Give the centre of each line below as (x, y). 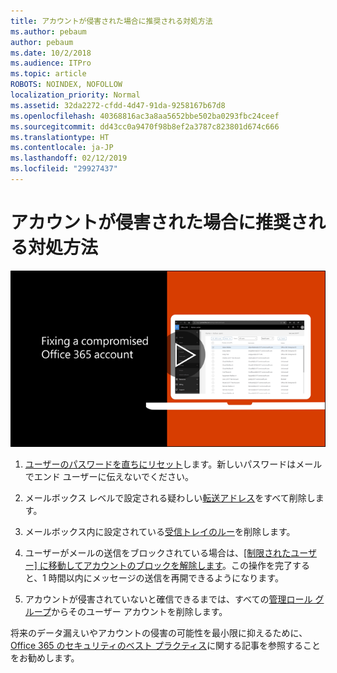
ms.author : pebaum (48, 31)
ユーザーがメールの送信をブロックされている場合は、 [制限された (158, 553)
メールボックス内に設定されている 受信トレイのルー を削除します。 (160, 532)
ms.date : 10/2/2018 (51, 53)
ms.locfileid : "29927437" (64, 169)
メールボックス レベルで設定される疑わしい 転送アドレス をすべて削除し (170, 498)
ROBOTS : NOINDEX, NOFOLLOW (66, 85)
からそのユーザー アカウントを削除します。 (139, 612)
